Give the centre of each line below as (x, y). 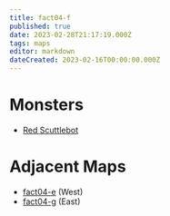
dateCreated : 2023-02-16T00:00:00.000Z (85, 60)
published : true (40, 26)
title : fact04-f (40, 18)
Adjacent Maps (68, 167)
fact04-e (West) (53, 191)
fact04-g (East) (51, 201)
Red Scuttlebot (50, 130)
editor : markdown (42, 52)
